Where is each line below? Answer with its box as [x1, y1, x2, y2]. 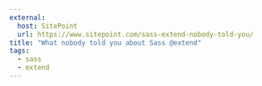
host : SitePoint [17, 21, 78, 30]
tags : [9, 47, 30, 56]
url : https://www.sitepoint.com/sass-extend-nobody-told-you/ [17, 30, 254, 39]
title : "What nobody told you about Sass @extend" [9, 38, 202, 47]
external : [9, 13, 46, 22]
